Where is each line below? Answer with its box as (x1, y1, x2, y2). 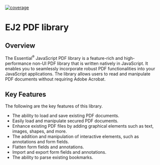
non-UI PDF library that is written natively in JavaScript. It (32, 60, 148, 66)
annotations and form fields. (12, 139, 69, 145)
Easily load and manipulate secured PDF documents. (12, 118, 119, 124)
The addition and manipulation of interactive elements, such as (12, 134, 139, 139)
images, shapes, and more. (12, 128, 67, 135)
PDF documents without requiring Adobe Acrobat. (5, 76, 106, 82)
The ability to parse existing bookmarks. (12, 155, 93, 161)
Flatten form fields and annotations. (12, 144, 84, 150)
